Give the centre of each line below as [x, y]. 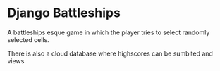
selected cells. [28, 39]
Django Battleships [64, 13]
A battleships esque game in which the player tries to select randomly [109, 32]
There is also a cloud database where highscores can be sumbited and [110, 53]
